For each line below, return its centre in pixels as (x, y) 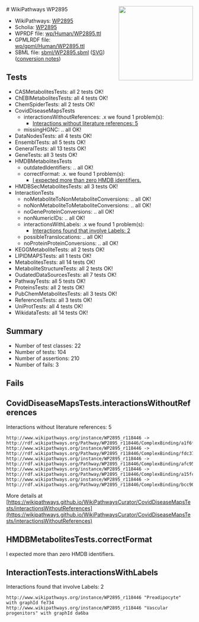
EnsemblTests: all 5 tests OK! (50, 142)
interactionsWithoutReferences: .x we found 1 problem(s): (94, 117)
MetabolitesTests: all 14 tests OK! (55, 262)
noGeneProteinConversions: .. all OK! (69, 211)
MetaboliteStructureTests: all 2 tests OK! (64, 268)
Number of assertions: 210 (47, 358)
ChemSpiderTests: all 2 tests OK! (55, 104)
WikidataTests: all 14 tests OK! (51, 312)
